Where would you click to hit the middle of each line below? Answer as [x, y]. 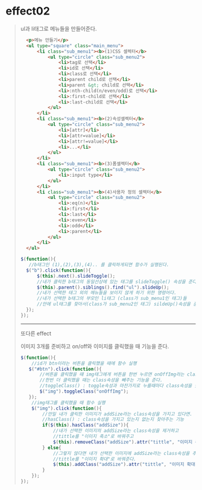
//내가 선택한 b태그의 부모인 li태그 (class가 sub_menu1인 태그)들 [112, 299]
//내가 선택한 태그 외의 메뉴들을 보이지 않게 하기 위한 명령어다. [107, 293]
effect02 [28, 11]
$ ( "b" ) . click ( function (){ [59, 270]
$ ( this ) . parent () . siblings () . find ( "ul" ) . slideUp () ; [103, 287]
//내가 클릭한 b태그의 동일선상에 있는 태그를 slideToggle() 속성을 [111, 282]
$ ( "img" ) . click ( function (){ [67, 408]
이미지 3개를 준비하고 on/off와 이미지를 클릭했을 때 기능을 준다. [95, 346]
